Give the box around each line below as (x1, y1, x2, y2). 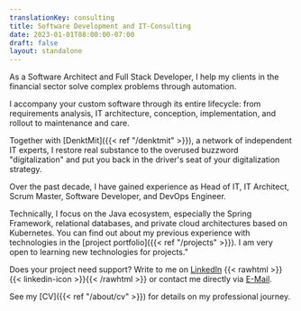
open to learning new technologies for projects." (9, 247, 189, 258)
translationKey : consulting (9, 13, 115, 23)
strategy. (9, 164, 42, 175)
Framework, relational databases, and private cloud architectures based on (9, 218, 288, 229)
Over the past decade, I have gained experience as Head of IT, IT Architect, (9, 181, 290, 192)
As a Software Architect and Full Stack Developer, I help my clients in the (9, 71, 279, 82)
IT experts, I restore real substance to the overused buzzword (9, 145, 239, 156)
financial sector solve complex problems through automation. (9, 81, 237, 92)
